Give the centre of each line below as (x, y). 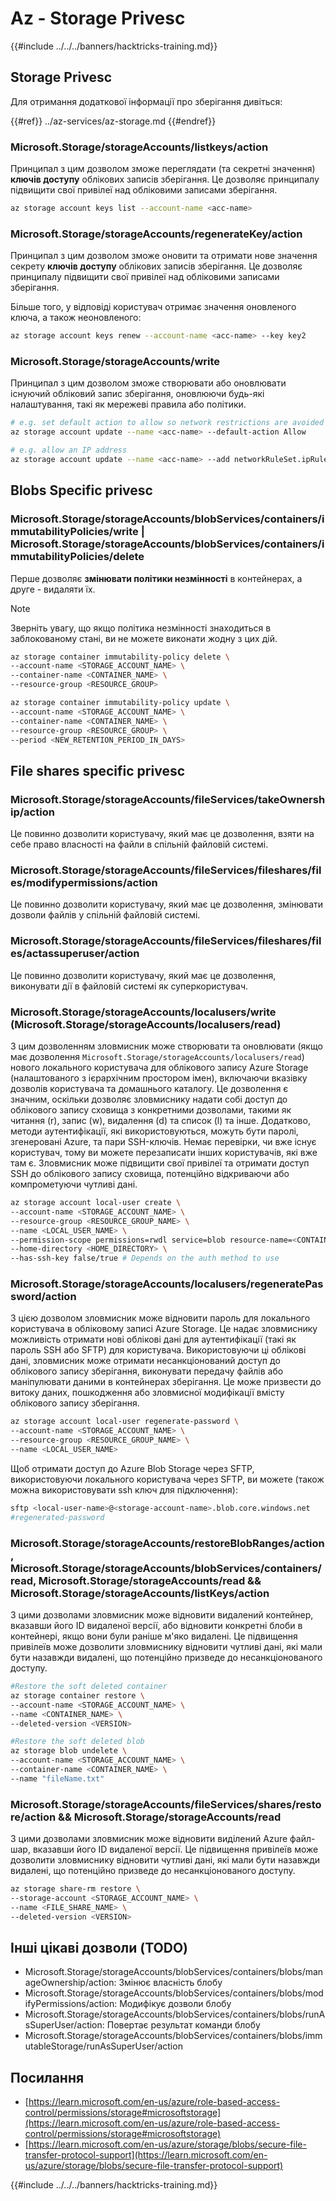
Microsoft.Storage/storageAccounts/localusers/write (143, 1012)
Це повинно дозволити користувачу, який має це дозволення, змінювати (167, 904)
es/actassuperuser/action (75, 954)
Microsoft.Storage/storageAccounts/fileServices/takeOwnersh (168, 799)
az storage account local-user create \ (96, 1203)
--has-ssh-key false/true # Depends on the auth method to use (145, 1258)
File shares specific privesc (98, 770)
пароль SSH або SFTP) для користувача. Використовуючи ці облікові (158, 1350)
